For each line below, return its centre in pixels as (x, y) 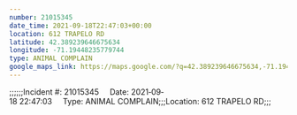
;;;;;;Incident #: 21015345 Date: (69, 92)
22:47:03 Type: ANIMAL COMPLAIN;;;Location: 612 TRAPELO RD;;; (145, 101)
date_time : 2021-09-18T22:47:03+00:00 (80, 26)
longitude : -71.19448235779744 (67, 50)
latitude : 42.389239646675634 (65, 42)
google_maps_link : (43, 67)
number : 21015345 (41, 17)
